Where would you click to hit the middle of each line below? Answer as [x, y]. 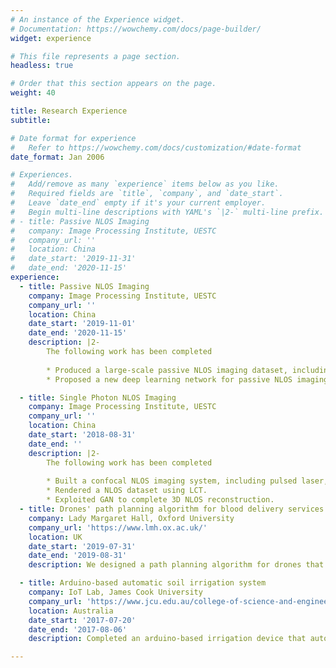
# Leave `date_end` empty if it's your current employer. [138, 203]
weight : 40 [33, 93]
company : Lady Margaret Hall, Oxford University [131, 518]
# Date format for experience [73, 138]
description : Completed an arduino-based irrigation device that [167, 639]
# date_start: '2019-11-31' [73, 259]
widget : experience [51, 38]
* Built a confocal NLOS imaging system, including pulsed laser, [187, 481]
